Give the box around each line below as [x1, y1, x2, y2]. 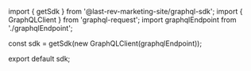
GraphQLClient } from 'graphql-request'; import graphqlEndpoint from [8, 15, 237, 24]
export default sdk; [8, 54, 71, 63]
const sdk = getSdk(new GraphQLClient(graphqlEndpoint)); [8, 39, 203, 48]
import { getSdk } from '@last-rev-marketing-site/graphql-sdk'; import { [8, 7, 243, 16]
